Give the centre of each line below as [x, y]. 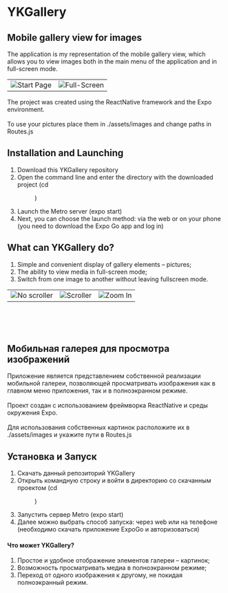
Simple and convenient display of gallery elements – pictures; [104, 264]
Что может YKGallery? [41, 545]
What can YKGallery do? [61, 248]
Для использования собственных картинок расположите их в [99, 427]
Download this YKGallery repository [68, 169]
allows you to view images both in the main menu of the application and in [112, 62]
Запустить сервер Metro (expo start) [70, 515]
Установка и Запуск [52, 456]
